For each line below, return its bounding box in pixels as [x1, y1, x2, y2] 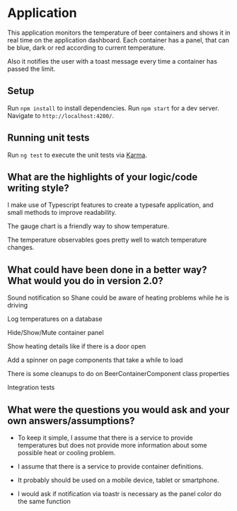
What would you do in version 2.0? [7, 274, 164, 287]
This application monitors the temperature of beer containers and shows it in [7, 28, 231, 37]
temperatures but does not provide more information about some [17, 441, 207, 450]
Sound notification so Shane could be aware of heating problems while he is [7, 293, 230, 302]
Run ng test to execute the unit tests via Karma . [7, 151, 147, 159]
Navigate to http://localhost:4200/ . [7, 111, 115, 119]
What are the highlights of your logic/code [7, 171, 198, 183]
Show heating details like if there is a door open [7, 342, 146, 351]
